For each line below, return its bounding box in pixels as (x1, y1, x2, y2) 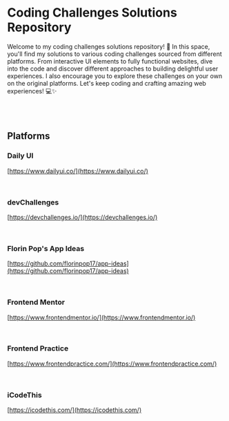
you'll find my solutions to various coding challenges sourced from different (7, 50, 222, 58)
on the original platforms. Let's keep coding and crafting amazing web (7, 79, 207, 87)
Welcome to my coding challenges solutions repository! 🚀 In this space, (7, 42, 210, 50)
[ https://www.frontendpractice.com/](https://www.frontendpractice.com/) (7, 359, 217, 368)
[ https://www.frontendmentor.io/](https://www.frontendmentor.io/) (7, 313, 196, 321)
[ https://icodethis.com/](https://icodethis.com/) (7, 406, 142, 414)
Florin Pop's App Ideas (7, 243, 85, 253)
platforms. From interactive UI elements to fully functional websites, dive (7, 57, 213, 65)
